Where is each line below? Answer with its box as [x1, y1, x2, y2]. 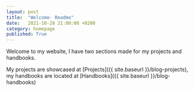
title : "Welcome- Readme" [6, 14, 74, 20]
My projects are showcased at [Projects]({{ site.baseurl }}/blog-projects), [6, 66, 189, 73]
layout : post [6, 8, 39, 15]
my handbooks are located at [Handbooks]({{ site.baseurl [6, 72, 149, 80]
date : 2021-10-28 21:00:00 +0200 [6, 20, 96, 26]
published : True [6, 31, 47, 37]
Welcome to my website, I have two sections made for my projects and [6, 48, 182, 55]
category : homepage [6, 25, 55, 32]
